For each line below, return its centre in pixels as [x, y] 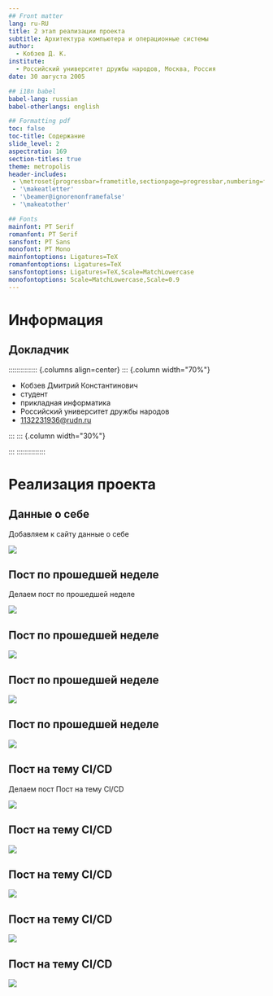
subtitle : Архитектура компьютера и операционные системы [108, 39]
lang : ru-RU [28, 24]
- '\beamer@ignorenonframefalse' [69, 197]
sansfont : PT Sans [39, 242]
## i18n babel [32, 91]
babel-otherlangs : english [54, 107]
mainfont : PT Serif [41, 226]
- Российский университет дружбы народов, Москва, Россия [116, 69]
